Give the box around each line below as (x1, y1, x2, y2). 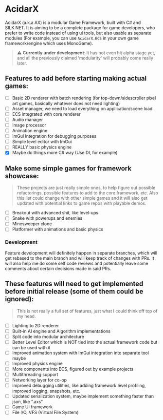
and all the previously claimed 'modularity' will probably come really (17, 55, 153, 61)
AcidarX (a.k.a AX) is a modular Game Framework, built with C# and (5, 20, 141, 25)
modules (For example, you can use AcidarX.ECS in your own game (5, 35, 139, 41)
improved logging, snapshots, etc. (12, 388, 81, 394)
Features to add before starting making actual (5, 74, 147, 83)
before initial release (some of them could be (5, 287, 144, 296)
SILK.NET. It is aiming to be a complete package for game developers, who (5, 24, 155, 30)
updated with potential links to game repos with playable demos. (17, 200, 146, 206)
